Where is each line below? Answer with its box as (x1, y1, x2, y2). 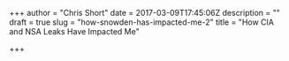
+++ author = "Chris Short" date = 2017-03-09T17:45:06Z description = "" (9, 8, 281, 18)
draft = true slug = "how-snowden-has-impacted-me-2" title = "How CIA (9, 17, 274, 27)
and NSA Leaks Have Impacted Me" (9, 27, 140, 36)
